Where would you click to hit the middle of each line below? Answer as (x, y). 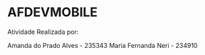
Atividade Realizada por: (43, 32)
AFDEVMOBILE (53, 12)
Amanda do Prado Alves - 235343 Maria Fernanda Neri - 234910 (102, 45)
